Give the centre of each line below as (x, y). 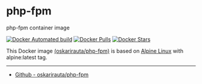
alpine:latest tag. (27, 57)
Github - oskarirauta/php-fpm (52, 74)
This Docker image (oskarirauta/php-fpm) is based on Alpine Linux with (95, 51)
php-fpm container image (38, 28)
